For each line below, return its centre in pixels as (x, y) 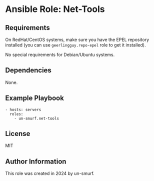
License (18, 134)
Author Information (36, 161)
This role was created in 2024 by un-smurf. (50, 173)
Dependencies (28, 70)
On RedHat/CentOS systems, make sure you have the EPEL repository (77, 39)
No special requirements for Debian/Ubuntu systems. (60, 54)
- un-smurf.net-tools (36, 118)
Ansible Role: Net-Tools (55, 9)
